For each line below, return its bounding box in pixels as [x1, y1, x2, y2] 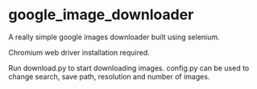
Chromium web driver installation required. [8, 47, 151, 57]
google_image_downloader [8, 6, 194, 24]
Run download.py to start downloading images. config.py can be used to [8, 63, 250, 73]
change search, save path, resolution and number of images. [8, 71, 210, 81]
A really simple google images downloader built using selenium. [8, 32, 220, 42]
